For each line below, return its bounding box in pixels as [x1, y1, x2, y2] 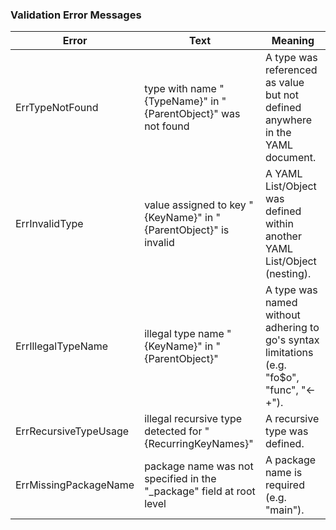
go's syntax [264, 333, 320, 347]
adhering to [264, 321, 320, 335]
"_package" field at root [144, 484, 256, 498]
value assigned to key [144, 198, 247, 212]
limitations [264, 346, 314, 360]
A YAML [264, 167, 303, 181]
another [264, 229, 302, 243]
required [264, 478, 305, 492]
